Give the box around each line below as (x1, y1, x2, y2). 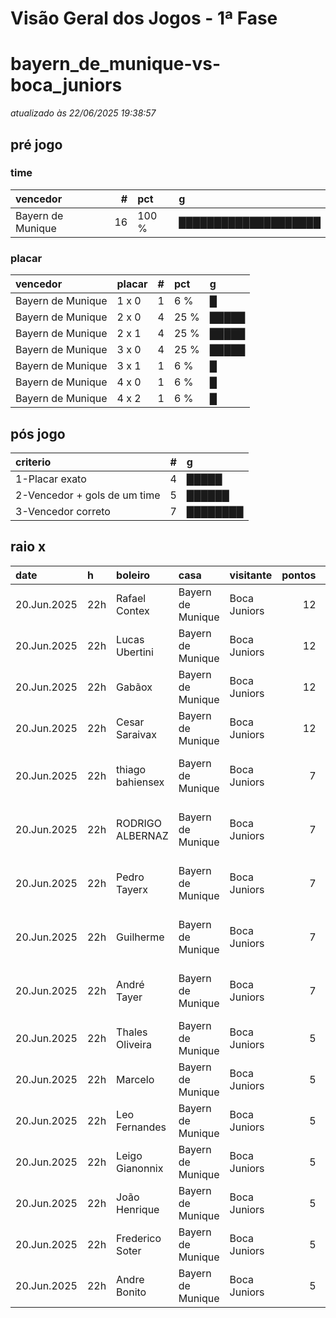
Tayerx (116, 882, 149, 896)
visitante (229, 568, 273, 582)
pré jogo (10, 136, 63, 153)
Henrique (116, 1202, 160, 1216)
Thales (116, 1025, 148, 1039)
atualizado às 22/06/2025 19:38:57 (10, 107, 157, 119)
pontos (281, 568, 317, 582)
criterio (15, 455, 52, 469)
